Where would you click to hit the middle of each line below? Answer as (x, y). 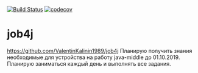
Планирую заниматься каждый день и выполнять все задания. (89, 63)
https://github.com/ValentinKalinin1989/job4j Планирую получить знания (100, 50)
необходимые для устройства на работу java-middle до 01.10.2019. (94, 57)
